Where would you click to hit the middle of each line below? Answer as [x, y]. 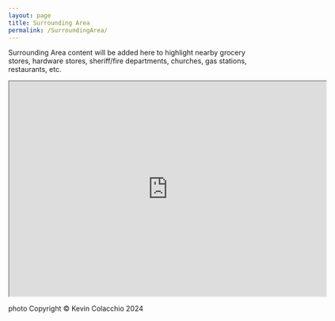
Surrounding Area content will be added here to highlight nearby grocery [127, 53]
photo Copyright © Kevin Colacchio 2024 [76, 308]
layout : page [30, 15]
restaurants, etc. [35, 70]
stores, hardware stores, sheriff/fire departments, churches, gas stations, [128, 61]
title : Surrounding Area [49, 23]
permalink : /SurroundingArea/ [58, 30]
